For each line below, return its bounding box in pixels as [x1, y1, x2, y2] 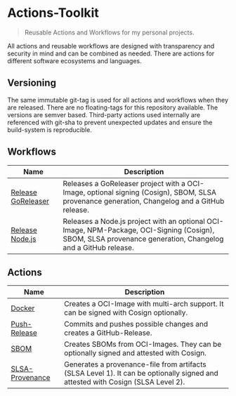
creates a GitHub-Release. [64, 328, 152, 338]
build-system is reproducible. [7, 125, 93, 134]
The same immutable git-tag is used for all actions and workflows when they [7, 95, 229, 104]
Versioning [7, 77, 56, 89]
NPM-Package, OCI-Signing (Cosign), [86, 225, 215, 235]
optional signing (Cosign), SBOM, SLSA [86, 187, 216, 197]
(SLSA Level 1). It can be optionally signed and [64, 369, 219, 378]
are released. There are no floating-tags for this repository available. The [7, 103, 218, 112]
